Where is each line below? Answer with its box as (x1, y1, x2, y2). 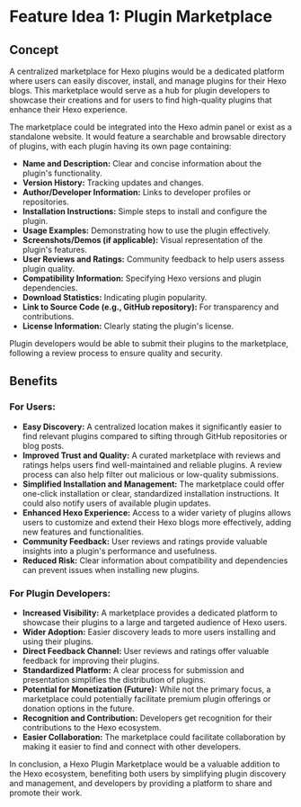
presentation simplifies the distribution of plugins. (22, 674, 207, 685)
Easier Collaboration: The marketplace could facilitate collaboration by (22, 731, 286, 742)
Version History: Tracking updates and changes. (22, 177, 205, 188)
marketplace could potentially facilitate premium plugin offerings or (22, 693, 271, 704)
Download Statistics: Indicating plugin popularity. (22, 292, 208, 302)
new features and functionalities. (22, 526, 144, 537)
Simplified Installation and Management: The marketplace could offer (22, 479, 285, 489)
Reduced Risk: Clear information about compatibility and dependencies (22, 555, 288, 566)
